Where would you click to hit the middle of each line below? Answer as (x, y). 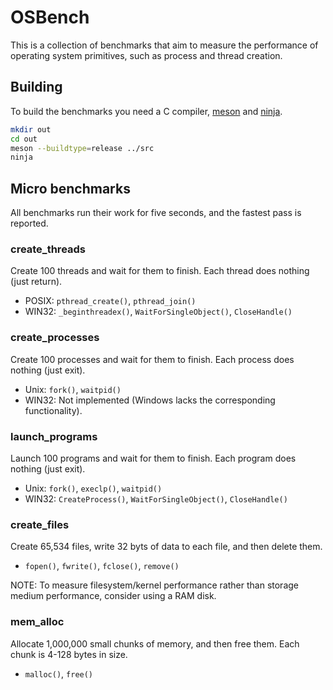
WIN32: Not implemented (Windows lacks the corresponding (150, 400)
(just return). (36, 282)
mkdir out (31, 129)
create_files (40, 524)
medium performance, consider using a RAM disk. (113, 596)
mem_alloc (37, 622)
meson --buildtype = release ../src (82, 148)
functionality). (53, 410)
